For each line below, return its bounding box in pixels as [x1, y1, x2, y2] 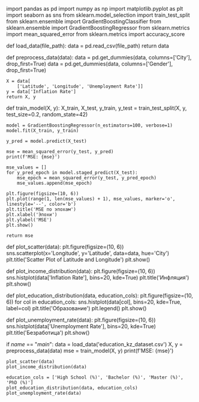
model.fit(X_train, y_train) [6, 128, 79, 134]
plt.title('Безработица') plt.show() [6, 329, 90, 336]
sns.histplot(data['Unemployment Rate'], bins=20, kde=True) [6, 323, 156, 329]
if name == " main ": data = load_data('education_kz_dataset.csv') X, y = [6, 341, 183, 347]
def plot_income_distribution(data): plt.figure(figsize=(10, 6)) [6, 268, 156, 275]
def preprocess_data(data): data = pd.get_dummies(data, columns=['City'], [6, 54, 192, 61]
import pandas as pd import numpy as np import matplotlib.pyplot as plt [6, 5, 183, 12]
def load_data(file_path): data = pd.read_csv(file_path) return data [6, 42, 170, 49]
